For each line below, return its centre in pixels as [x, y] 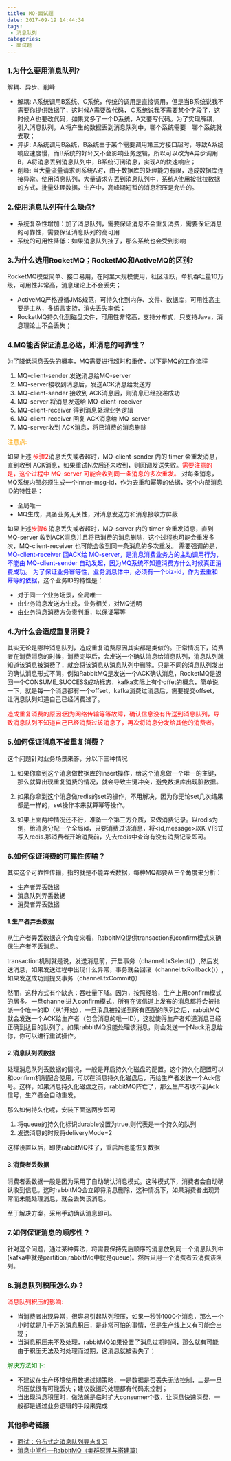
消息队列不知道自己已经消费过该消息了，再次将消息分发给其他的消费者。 [115, 723]
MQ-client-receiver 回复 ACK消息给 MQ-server [83, 419]
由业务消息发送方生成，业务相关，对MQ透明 [79, 604]
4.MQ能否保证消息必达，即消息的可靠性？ [77, 344]
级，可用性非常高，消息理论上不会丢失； [64, 285]
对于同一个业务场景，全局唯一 [59, 595]
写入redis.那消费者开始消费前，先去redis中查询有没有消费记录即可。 [113, 837]
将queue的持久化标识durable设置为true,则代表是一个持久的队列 [107, 1124]
